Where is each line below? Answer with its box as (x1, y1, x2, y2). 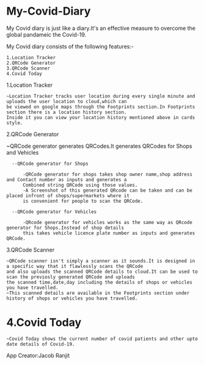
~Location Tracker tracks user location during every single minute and (6, 93, 195, 99)
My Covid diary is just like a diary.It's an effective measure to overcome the (6, 24, 195, 32)
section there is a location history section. (6, 109, 127, 115)
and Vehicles (6, 148, 39, 156)
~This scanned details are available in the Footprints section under (6, 290, 190, 296)
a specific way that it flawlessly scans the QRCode (6, 263, 144, 269)
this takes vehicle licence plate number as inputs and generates (22, 230, 195, 236)
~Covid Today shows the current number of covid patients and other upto (6, 336, 199, 342)
